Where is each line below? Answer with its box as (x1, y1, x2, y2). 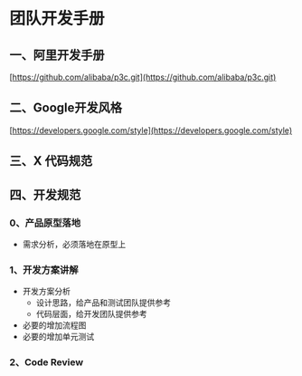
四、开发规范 (9, 187, 81, 202)
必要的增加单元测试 (22, 332, 95, 342)
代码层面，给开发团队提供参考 (35, 309, 147, 320)
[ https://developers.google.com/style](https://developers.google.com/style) (9, 124, 292, 136)
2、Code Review (9, 356, 84, 369)
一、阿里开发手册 (9, 47, 105, 63)
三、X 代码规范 (9, 153, 93, 169)
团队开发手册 (9, 8, 106, 29)
